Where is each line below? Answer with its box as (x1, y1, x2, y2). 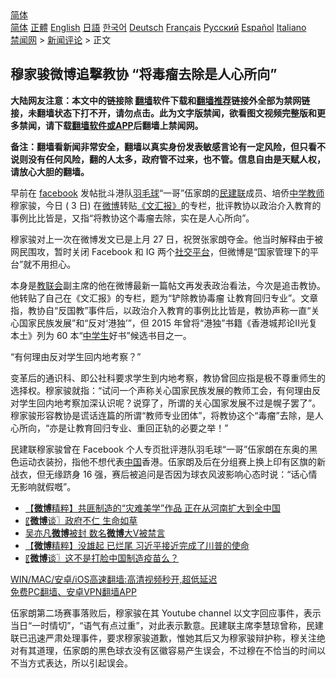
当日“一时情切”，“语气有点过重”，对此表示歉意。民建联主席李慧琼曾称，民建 (10, 619, 324, 631)
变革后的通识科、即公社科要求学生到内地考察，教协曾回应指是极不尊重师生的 (10, 372, 326, 384)
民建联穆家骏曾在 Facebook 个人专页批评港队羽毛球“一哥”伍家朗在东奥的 (10, 443, 310, 455)
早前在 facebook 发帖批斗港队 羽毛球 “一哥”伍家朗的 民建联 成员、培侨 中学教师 (10, 187, 325, 199)
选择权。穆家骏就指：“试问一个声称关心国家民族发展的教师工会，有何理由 (10, 384, 313, 396)
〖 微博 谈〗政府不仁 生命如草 (24, 514, 138, 526)
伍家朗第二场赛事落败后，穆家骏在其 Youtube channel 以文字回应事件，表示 (10, 607, 322, 619)
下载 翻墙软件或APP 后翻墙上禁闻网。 (53, 119, 204, 131)
